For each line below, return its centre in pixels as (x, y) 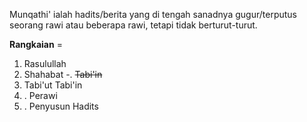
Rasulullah (45, 63)
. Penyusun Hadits (61, 106)
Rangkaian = (36, 44)
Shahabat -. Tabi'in (63, 74)
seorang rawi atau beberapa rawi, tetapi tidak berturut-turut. (133, 25)
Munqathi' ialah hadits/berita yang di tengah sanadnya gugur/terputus (153, 14)
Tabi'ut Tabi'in (53, 85)
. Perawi (40, 95)
